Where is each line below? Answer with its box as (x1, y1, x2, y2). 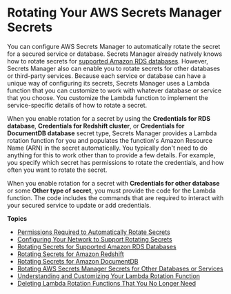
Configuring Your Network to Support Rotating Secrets (17, 235, 172, 243)
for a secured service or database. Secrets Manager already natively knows (7, 50, 223, 58)
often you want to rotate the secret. (7, 166, 108, 174)
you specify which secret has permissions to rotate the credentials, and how (7, 158, 224, 166)
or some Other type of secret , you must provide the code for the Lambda (7, 186, 216, 195)
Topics (7, 214, 28, 222)
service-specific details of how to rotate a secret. (7, 101, 148, 109)
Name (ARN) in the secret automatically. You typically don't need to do (7, 144, 208, 152)
